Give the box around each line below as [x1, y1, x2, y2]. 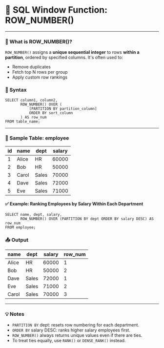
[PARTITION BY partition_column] [29, 106, 97, 111]
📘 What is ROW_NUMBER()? [5, 38, 72, 45]
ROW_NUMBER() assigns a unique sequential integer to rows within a [5, 49, 140, 55]
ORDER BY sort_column [29, 110, 73, 115]
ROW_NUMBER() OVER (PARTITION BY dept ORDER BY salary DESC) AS [20, 217, 154, 222]
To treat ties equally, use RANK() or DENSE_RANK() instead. [12, 337, 126, 343]
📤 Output [5, 236, 28, 243]
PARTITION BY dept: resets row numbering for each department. [12, 322, 140, 328]
